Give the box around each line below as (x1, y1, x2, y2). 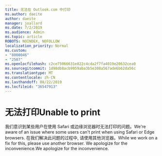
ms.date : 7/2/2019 (5, 25, 42, 30)
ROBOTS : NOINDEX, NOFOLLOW (5, 39, 60, 44)
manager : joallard (5, 20, 42, 26)
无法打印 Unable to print (5, 107, 101, 117)
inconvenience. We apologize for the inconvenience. (5, 146, 109, 152)
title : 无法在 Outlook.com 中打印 (5, 7, 71, 12)
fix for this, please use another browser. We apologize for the (5, 140, 128, 146)
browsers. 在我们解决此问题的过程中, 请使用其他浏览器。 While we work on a (5, 135, 158, 141)
